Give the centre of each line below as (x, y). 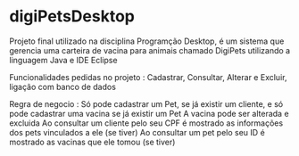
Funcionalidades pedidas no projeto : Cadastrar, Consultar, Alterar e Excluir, (148, 77)
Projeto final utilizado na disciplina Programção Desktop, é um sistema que (147, 41)
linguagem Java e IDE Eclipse (63, 60)
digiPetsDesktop (72, 16)
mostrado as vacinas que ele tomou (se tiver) (92, 142)
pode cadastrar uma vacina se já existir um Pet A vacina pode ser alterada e (149, 113)
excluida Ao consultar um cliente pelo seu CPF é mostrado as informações (146, 123)
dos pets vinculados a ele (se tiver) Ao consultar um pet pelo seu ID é (137, 132)
